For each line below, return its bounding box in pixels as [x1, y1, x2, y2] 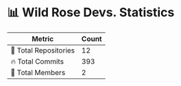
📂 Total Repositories [10, 45, 75, 55]
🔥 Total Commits [10, 57, 64, 66]
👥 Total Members [10, 68, 66, 77]
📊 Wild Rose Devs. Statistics [7, 5, 175, 20]
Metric [32, 34, 54, 44]
